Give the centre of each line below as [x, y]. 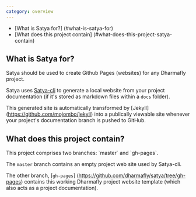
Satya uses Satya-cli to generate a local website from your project [85, 91]
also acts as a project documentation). [52, 188]
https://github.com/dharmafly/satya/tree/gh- [132, 175]
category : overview [30, 11]
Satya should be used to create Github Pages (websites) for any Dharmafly [96, 73]
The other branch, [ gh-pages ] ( [42, 175]
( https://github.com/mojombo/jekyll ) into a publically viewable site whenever [98, 114]
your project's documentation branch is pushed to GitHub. [76, 120]
